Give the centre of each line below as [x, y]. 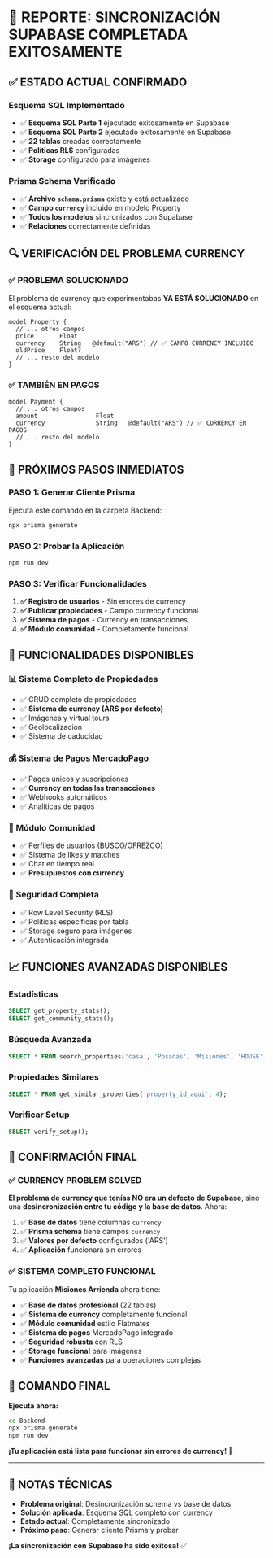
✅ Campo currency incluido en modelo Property [100, 208]
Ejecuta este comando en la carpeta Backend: [85, 510]
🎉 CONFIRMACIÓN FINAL [73, 1157]
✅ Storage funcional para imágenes [81, 1351]
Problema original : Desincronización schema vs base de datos [126, 1503]
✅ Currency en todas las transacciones [88, 788]
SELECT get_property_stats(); [60, 1011]
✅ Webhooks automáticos [64, 797]
